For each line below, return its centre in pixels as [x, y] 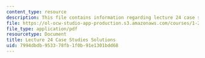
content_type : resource [37, 12]
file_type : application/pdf [42, 29]
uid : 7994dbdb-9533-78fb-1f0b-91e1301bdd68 [63, 46]
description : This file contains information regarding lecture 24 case [101, 18]
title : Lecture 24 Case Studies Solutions [61, 40]
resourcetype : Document [37, 34]
